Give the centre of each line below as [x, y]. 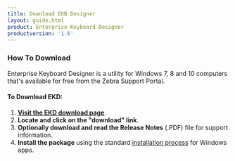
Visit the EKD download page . [62, 112]
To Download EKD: [35, 97]
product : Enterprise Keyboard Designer [66, 27]
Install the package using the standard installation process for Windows [122, 142]
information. [35, 135]
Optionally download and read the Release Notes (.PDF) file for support [123, 127]
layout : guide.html [36, 20]
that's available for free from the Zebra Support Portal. [86, 81]
